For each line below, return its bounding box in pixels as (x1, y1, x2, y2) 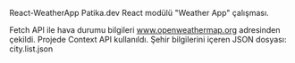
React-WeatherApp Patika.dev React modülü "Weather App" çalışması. (9, 8, 270, 18)
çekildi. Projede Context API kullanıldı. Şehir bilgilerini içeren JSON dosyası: (9, 35, 287, 44)
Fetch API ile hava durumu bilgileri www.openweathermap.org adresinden (9, 25, 281, 35)
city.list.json (9, 43, 54, 54)
